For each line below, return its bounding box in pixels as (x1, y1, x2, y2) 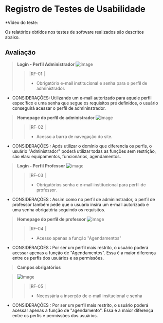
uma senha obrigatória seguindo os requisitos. (12, 206, 106, 213)
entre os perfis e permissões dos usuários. (12, 312, 98, 318)
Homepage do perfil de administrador (17, 115, 95, 121)
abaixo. (5, 34, 20, 40)
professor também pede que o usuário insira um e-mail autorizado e (12, 202, 149, 207)
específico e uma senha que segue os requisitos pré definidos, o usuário (12, 100, 158, 106)
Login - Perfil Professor (17, 162, 66, 169)
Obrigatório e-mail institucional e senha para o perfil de (36, 80, 147, 86)
